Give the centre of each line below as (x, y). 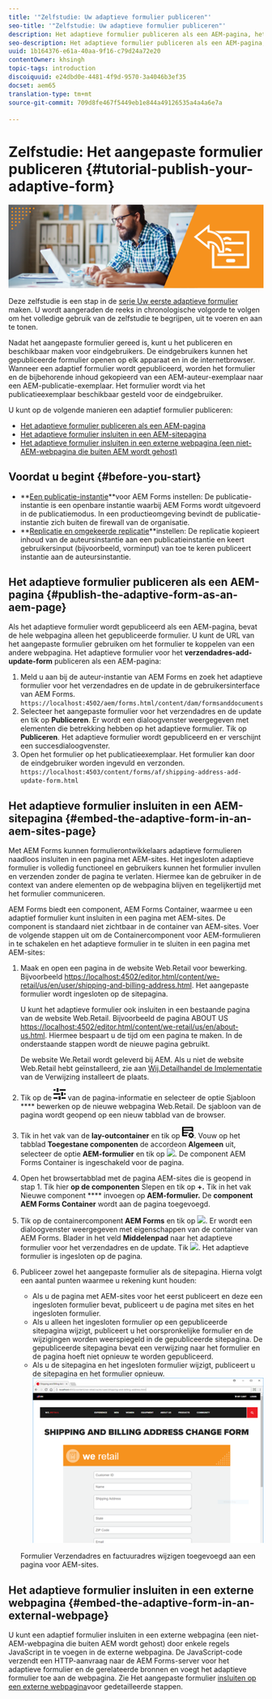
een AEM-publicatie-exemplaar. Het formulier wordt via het (107, 386)
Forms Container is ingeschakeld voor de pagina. (102, 1163)
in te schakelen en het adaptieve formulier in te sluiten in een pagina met (130, 944)
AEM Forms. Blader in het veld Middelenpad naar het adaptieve (126, 1238)
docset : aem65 (32, 85)
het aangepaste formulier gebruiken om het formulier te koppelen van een (132, 644)
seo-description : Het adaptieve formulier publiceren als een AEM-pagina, (137, 43)
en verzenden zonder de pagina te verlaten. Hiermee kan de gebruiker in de (135, 877)
